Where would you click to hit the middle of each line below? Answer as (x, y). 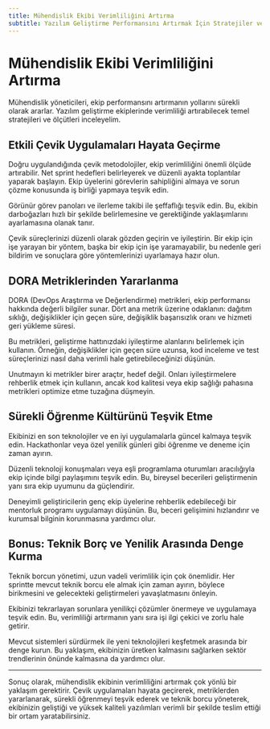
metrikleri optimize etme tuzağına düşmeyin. (82, 391)
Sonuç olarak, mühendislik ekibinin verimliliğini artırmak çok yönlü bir (123, 681)
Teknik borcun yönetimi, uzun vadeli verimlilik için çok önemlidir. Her (122, 576)
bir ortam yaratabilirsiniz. (49, 716)
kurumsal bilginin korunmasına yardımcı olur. (82, 518)
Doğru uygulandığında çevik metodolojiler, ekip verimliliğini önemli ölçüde (130, 164)
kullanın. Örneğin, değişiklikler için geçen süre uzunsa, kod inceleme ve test (134, 350)
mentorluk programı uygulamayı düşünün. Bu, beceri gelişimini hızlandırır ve (134, 510)
